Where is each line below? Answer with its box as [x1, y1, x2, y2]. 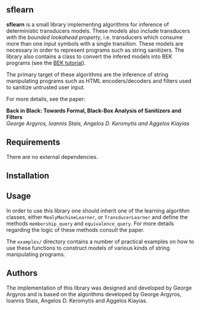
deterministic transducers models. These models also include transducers [6, 27, 190, 34]
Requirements [6, 137, 60, 147]
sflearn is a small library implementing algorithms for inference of [6, 20, 169, 28]
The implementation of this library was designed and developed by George [6, 284, 192, 291]
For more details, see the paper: [6, 95, 86, 102]
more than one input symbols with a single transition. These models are [6, 40, 184, 47]
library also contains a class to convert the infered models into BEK [6, 52, 173, 60]
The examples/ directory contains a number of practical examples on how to [6, 238, 195, 245]
